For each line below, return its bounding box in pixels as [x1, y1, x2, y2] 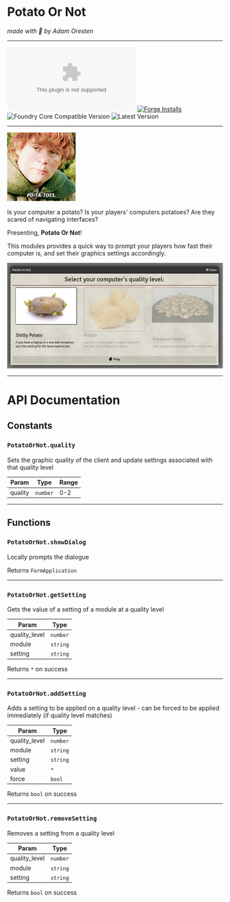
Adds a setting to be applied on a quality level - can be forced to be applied [7, 704, 220, 713]
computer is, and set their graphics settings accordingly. [7, 248, 166, 257]
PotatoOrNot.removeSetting [7, 815, 97, 822]
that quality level [7, 463, 53, 471]
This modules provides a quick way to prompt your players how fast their [7, 242, 213, 250]
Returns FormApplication [7, 566, 77, 574]
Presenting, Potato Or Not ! [7, 228, 82, 237]
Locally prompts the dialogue [7, 553, 90, 561]
